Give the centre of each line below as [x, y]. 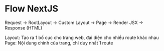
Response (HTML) [24, 27]
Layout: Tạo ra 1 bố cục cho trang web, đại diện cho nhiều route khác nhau [82, 37]
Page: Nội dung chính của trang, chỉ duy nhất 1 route [59, 42]
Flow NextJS [32, 9]
